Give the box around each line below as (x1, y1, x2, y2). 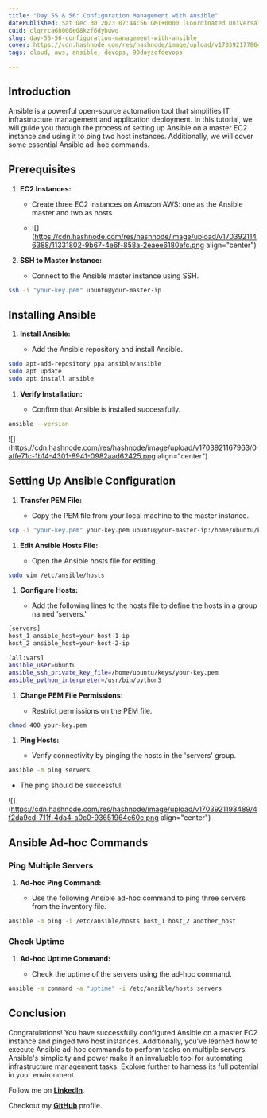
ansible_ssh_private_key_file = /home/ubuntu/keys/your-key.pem (8, 668, 219, 676)
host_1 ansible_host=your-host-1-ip (8, 633, 130, 640)
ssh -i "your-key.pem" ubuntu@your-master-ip (8, 286, 161, 294)
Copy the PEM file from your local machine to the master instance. (31, 510, 249, 520)
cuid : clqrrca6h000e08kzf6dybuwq (8, 26, 119, 34)
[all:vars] (8, 654, 44, 662)
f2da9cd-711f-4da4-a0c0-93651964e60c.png (8, 813, 159, 822)
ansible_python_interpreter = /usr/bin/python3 (8, 676, 161, 684)
